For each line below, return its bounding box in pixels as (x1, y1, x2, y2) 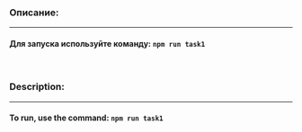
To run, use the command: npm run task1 (9, 112, 164, 123)
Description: (9, 81, 65, 93)
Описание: (9, 6, 59, 19)
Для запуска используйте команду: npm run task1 (9, 38, 206, 48)
